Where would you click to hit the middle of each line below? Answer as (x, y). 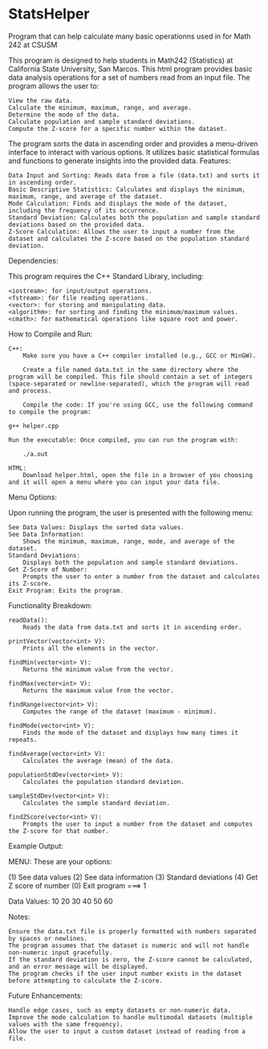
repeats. (23, 740)
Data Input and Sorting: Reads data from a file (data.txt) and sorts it (134, 175)
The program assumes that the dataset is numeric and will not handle (129, 945)
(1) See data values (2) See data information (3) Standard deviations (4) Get (133, 877)
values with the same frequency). (66, 1024)
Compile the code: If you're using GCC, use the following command (138, 405)
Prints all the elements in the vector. (91, 648)
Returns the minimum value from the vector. (98, 669)
